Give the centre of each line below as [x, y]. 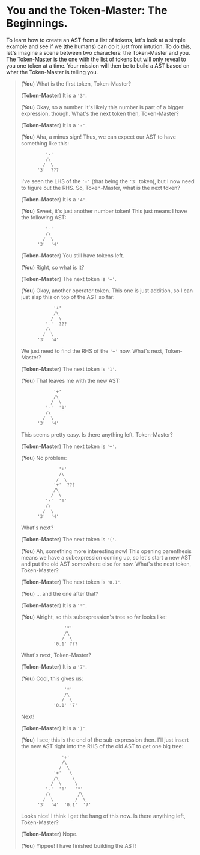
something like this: [45, 143]
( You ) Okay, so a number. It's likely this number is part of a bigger [102, 107]
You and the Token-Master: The [87, 11]
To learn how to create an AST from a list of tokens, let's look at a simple [96, 40]
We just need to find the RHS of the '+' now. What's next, [92, 351]
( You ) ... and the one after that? [60, 593]
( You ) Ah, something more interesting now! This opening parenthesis [106, 551]
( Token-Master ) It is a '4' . [54, 199]
